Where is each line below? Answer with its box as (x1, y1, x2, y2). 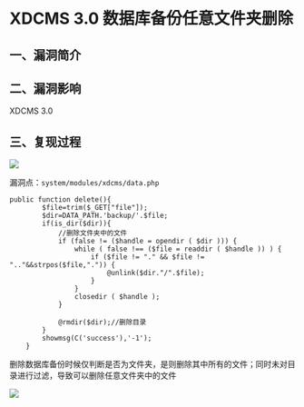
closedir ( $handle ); (74, 293, 161, 302)
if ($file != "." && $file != (90, 253, 205, 262)
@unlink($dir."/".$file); (106, 269, 205, 278)
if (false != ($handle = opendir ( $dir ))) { (57, 237, 238, 246)
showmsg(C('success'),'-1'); (42, 333, 152, 343)
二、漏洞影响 (9, 81, 82, 96)
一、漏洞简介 (9, 47, 82, 63)
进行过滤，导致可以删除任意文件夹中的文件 (16, 370, 177, 382)
